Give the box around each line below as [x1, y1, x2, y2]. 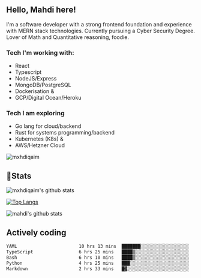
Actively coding [6, 228, 67, 238]
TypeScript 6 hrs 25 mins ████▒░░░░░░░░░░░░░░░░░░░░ [6, 249, 189, 255]
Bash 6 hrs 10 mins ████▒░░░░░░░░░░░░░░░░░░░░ [6, 255, 189, 261]
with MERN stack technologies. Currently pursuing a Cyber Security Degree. [6, 27, 195, 34]
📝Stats [6, 171, 32, 181]
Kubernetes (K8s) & [14, 135, 64, 143]
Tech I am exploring [6, 109, 65, 118]
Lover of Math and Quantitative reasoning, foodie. [6, 33, 129, 41]
